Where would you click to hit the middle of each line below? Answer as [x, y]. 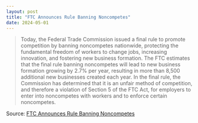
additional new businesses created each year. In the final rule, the [100, 77]
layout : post [22, 12]
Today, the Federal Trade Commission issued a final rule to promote [103, 40]
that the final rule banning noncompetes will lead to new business [100, 64]
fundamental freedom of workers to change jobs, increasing [94, 52]
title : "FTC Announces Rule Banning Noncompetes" [69, 17]
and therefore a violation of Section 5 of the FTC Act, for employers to [106, 90]
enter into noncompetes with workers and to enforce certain [94, 96]
